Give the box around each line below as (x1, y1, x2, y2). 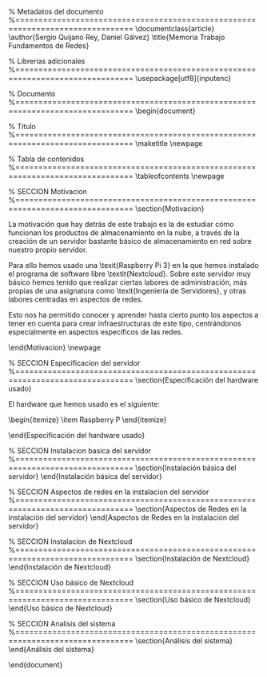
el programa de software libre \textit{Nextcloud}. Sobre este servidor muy (8, 269, 252, 278)
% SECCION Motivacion (8, 187, 88, 196)
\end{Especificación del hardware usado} (8, 431, 145, 440)
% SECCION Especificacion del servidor (8, 359, 141, 367)
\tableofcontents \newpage (135, 172, 225, 180)
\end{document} (8, 660, 63, 669)
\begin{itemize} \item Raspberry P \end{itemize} (8, 415, 167, 424)
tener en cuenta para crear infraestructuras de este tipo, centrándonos (8, 318, 241, 328)
